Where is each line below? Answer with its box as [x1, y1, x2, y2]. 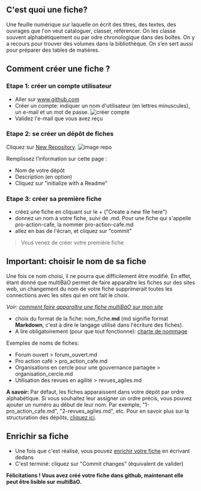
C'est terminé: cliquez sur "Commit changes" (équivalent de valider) [14, 460, 184, 467]
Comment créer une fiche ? [6, 64, 110, 74]
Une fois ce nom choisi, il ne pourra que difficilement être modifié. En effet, [6, 272, 192, 279]
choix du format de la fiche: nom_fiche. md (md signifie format [14, 315, 169, 322]
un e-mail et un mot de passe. [14, 108, 89, 116]
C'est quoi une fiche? [6, 5, 88, 15]
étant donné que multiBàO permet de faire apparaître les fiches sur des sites [6, 279, 196, 286]
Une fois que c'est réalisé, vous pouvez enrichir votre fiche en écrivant [14, 447, 190, 454]
